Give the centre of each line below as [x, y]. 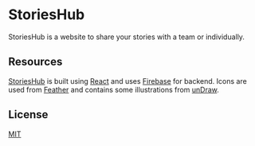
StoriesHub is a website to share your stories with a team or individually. [127, 37]
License [28, 114]
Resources [35, 62]
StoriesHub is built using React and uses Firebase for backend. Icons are [127, 81]
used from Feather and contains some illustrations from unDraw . [114, 89]
